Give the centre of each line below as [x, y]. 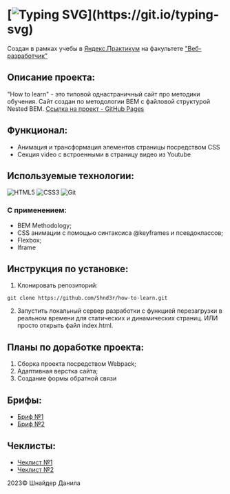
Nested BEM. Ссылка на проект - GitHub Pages [76, 109]
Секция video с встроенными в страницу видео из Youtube [104, 154]
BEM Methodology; [44, 225]
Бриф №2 [31, 424]
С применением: [37, 210]
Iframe [27, 247]
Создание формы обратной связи [67, 378]
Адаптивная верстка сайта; [57, 371]
